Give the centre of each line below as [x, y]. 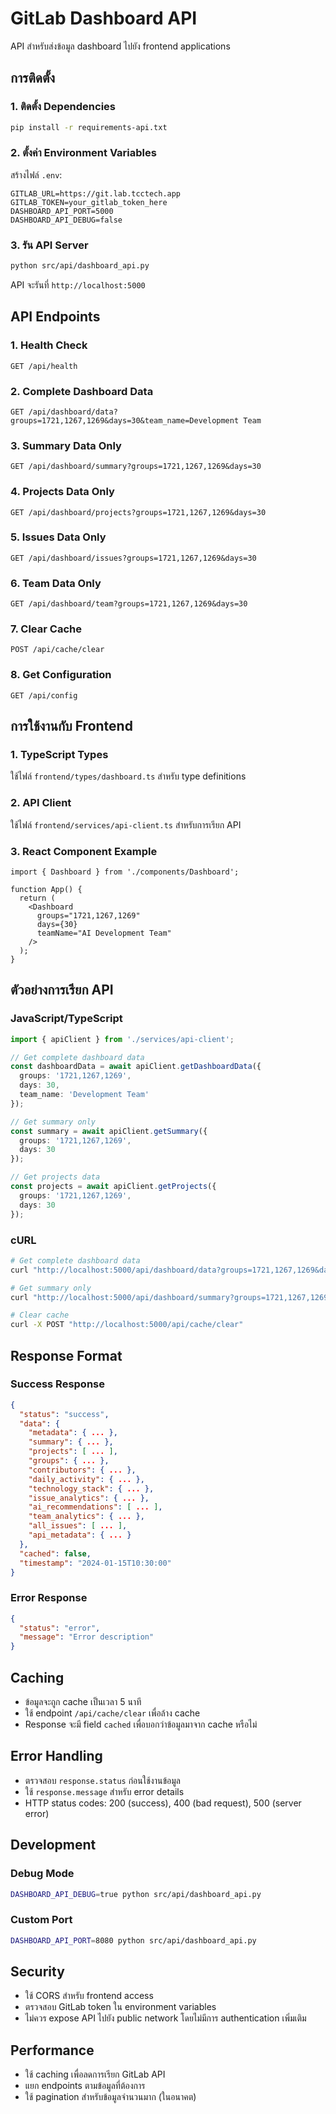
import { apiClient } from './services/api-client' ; [122, 1039]
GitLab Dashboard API [104, 18]
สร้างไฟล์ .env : [36, 174]
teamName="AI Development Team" [104, 933]
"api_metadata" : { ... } [80, 1535]
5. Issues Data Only [58, 537]
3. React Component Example [84, 851]
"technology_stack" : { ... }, [91, 1488]
